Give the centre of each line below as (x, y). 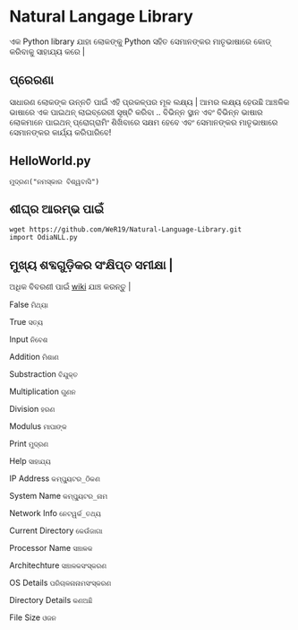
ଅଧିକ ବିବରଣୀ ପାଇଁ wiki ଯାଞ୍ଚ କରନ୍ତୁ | (70, 287)
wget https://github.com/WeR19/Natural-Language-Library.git (126, 230)
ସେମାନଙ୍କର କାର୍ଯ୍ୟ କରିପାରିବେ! (60, 132)
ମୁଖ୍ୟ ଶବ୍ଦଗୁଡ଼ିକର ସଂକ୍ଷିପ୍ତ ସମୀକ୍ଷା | (91, 265)
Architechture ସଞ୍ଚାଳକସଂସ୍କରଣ (58, 565)
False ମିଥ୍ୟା (29, 305)
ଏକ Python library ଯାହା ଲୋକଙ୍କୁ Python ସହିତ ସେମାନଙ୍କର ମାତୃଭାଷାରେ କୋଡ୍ (140, 41)
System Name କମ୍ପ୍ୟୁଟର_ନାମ (59, 496)
